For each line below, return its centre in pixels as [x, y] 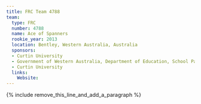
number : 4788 [28, 28]
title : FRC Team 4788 [33, 12]
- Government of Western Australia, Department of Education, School [100, 61]
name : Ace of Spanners [40, 34]
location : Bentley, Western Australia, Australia [74, 45]
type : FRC [24, 23]
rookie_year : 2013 [35, 39]
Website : [28, 78]
